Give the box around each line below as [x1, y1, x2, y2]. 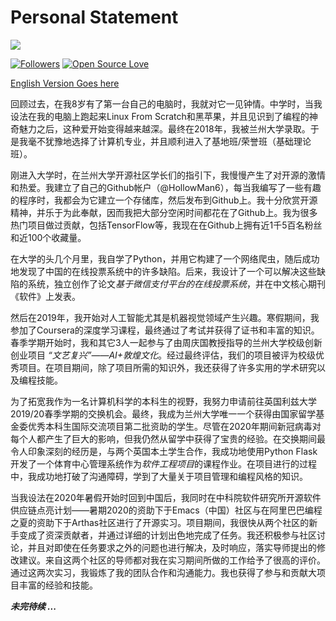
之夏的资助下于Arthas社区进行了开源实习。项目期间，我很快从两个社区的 [10, 516, 310, 528]
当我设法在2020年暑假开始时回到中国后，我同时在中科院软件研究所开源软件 [10, 491, 322, 503]
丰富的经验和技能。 [18, 579, 98, 591]
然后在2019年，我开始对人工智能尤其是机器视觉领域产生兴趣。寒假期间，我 [10, 311, 320, 323]
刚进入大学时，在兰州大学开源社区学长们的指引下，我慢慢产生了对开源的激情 [10, 169, 326, 181]
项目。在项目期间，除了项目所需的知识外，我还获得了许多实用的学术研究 [18, 361, 317, 373]
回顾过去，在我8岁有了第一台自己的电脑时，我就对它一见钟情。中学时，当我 [10, 97, 323, 110]
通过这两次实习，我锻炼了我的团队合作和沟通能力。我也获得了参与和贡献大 [10, 566, 317, 578]
